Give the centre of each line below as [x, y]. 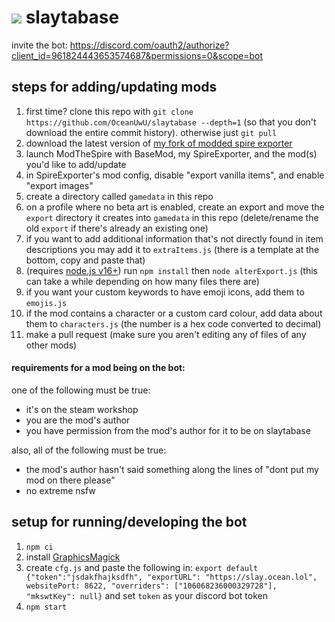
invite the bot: [39, 45]
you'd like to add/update [76, 164]
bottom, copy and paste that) [85, 260]
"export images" [59, 185]
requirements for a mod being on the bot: [98, 368]
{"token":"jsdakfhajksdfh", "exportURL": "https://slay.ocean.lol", [171, 577]
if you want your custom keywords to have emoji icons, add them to [165, 292]
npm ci [39, 547]
